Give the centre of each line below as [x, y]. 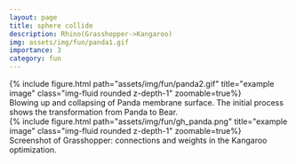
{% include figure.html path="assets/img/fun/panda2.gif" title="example [142, 84]
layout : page [33, 17]
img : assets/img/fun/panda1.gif [69, 42]
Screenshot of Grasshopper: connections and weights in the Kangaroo [138, 140]
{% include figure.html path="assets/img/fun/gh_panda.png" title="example [148, 121]
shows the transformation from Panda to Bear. [94, 112]
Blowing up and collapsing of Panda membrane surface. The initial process [147, 102]
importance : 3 [36, 51]
